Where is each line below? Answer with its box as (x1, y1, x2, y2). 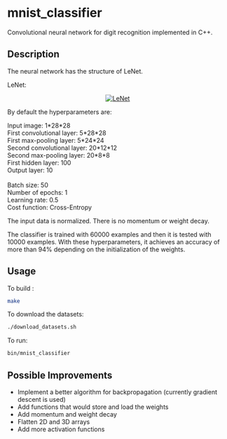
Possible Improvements (7, 369, 113, 381)
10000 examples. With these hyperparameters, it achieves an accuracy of (7, 237, 220, 246)
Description (7, 48, 60, 60)
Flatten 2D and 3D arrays (17, 418, 90, 426)
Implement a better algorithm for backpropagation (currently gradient (17, 388, 218, 396)
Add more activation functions (17, 425, 105, 433)
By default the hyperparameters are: (7, 107, 112, 116)
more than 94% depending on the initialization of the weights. (7, 245, 186, 253)
